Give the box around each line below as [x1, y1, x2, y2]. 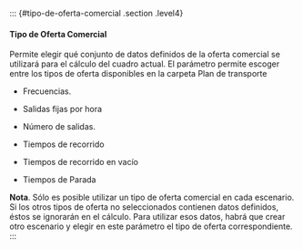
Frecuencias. [22, 86, 72, 97]
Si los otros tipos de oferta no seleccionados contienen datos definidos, [9, 202, 279, 213]
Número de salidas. [22, 121, 96, 132]
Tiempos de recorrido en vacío [22, 157, 139, 168]
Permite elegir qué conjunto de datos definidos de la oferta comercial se [9, 49, 280, 60]
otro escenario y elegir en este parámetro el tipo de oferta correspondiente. [9, 221, 293, 232]
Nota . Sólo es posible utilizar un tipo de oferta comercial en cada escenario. [9, 192, 295, 203]
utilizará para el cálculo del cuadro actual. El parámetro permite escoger [9, 58, 280, 69]
